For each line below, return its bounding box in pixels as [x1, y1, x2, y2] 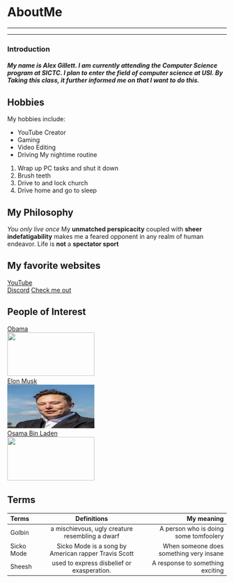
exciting [201, 566, 224, 575]
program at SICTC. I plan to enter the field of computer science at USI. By [7, 69, 224, 77]
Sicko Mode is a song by [56, 541, 127, 550]
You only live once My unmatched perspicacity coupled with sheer [7, 225, 202, 233]
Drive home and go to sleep [17, 186, 97, 195]
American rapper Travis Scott [49, 549, 134, 557]
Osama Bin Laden [7, 429, 58, 437]
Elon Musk [7, 377, 38, 385]
